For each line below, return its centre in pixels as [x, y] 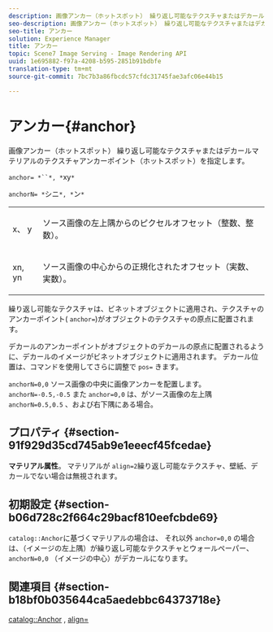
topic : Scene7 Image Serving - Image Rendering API [97, 54]
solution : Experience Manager [60, 39]
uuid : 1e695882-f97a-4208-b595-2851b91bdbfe [85, 62]
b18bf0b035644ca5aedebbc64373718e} [115, 600]
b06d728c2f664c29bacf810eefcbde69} [113, 517]
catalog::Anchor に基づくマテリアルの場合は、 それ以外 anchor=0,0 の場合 [132, 538]
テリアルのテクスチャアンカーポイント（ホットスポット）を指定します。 [129, 160]
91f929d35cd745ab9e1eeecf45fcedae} [110, 445]
